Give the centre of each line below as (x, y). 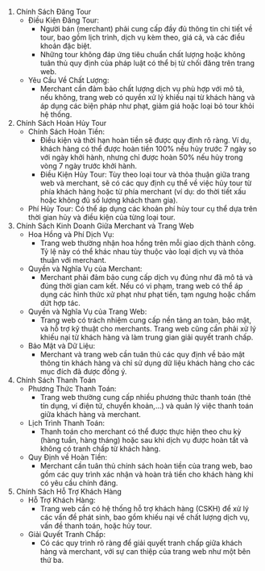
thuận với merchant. (73, 260)
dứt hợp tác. (60, 303)
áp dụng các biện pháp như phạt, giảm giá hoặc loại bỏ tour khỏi (147, 106)
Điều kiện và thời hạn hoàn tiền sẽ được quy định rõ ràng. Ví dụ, (145, 140)
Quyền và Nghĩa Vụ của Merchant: (85, 269)
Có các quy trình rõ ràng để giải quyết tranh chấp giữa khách (141, 543)
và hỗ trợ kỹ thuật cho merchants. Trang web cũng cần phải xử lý (148, 329)
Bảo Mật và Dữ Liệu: (62, 346)
